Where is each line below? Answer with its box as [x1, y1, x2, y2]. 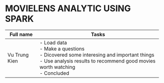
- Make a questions [39, 45, 85, 52]
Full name [9, 31, 33, 38]
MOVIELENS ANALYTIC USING [5, 3, 131, 14]
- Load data [39, 39, 67, 46]
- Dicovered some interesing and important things [39, 51, 155, 58]
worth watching [39, 63, 76, 70]
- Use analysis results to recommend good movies [39, 57, 156, 64]
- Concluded [39, 69, 69, 76]
